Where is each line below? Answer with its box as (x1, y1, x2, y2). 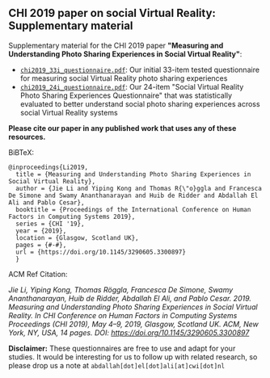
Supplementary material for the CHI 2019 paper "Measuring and (8, 40, 224, 50)
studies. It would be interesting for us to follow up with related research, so (8, 351, 258, 362)
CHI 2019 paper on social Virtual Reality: (8, 6, 217, 20)
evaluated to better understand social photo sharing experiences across (19, 99, 260, 108)
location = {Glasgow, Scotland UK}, (15, 233, 139, 241)
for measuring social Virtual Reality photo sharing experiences (19, 73, 228, 83)
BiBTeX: (8, 147, 35, 157)
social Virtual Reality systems (19, 107, 119, 117)
